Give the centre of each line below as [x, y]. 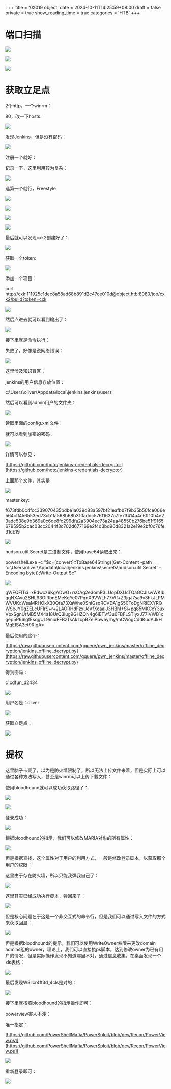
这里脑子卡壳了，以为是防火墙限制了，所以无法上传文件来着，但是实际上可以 [85, 770]
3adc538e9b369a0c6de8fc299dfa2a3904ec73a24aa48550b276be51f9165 [84, 521]
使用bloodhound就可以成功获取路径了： [47, 787]
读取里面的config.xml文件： [34, 423]
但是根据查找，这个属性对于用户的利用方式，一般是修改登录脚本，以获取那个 [85, 858]
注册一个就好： [21, 157]
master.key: [17, 500]
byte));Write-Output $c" [51, 573]
